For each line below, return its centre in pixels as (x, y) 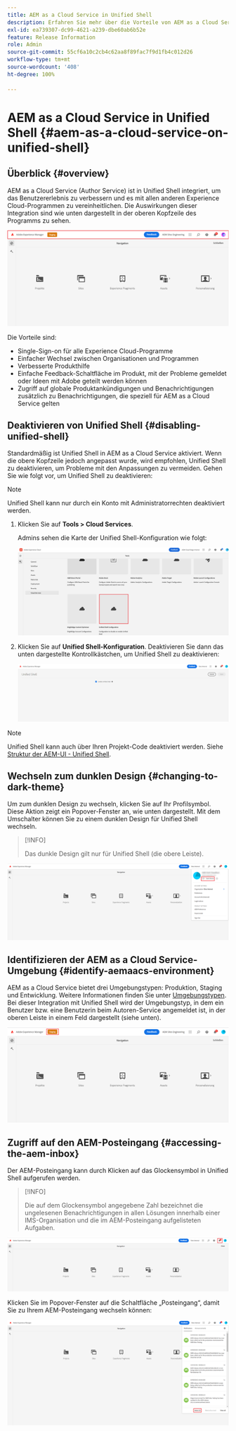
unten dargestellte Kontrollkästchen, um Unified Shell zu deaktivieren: (118, 654)
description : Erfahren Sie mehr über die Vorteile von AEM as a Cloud (113, 22)
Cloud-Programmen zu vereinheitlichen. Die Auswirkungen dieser (103, 205)
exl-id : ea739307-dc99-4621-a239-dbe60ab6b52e (77, 30)
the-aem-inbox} (43, 1154)
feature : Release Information (52, 37)
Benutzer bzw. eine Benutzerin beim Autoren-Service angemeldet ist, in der (117, 1010)
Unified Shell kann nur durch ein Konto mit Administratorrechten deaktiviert (116, 503)
